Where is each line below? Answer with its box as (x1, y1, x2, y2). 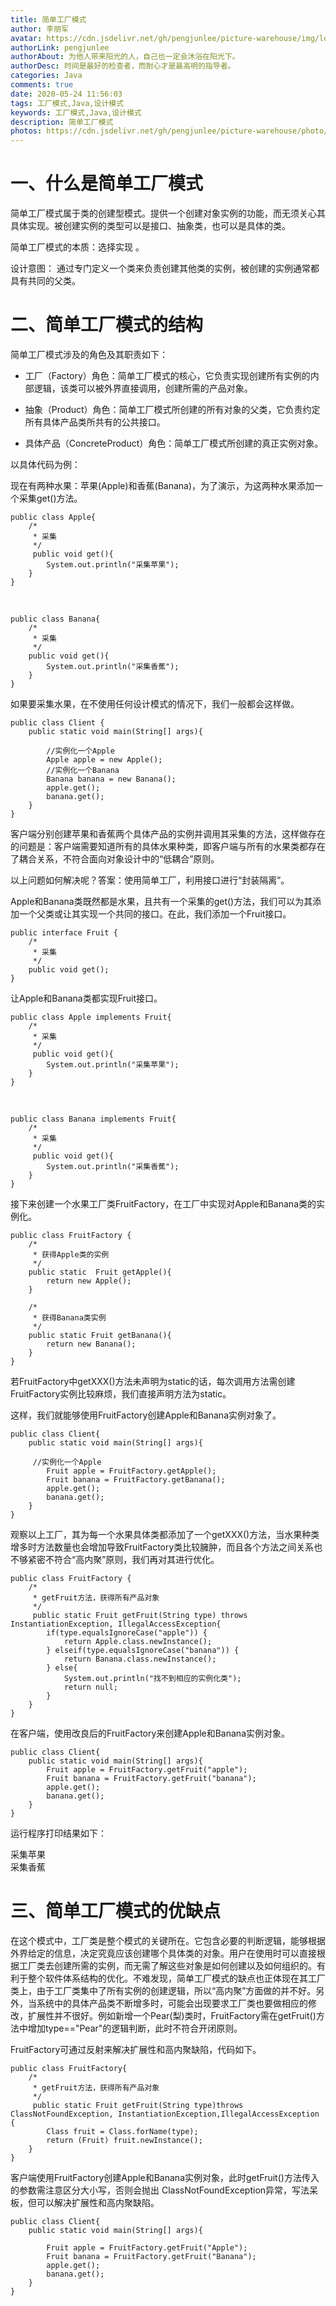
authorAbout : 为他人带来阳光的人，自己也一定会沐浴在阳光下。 (10, 52, 240, 62)
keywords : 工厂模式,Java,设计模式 (10, 107, 142, 118)
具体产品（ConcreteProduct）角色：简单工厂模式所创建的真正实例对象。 (24, 437, 324, 449)
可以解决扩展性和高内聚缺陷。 (36, 2196, 160, 2208)
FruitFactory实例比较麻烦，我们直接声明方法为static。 (10, 1388, 232, 1400)
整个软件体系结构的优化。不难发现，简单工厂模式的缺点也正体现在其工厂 (27, 1972, 326, 1984)
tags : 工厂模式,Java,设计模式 (10, 98, 125, 108)
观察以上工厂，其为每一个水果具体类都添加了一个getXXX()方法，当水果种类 (10, 1529, 320, 1540)
